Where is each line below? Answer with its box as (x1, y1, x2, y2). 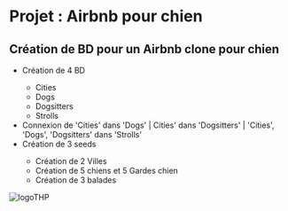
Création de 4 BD (21, 65, 86, 75)
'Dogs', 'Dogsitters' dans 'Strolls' (21, 129, 143, 139)
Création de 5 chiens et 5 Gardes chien (35, 166, 179, 176)
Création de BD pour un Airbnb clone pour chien (9, 42, 280, 57)
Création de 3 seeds (21, 139, 97, 149)
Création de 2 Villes (35, 156, 108, 166)
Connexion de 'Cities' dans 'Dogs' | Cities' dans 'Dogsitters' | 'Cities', (21, 120, 275, 130)
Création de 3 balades (35, 175, 117, 185)
